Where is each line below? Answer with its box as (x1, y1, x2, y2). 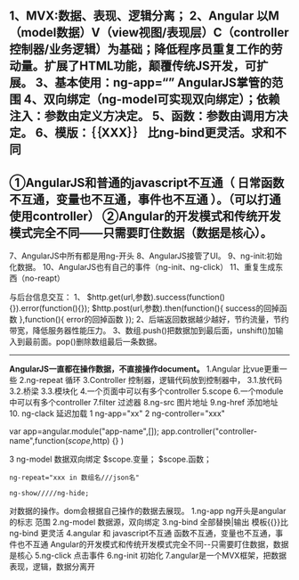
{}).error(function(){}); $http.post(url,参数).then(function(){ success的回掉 (9, 303, 280, 314)
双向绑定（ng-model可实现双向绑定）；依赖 (43, 92, 280, 107)
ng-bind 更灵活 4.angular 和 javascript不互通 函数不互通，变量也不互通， (9, 528, 276, 539)
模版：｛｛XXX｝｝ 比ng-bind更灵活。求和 (54, 126, 275, 141)
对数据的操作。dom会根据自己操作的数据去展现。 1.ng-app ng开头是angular (9, 506, 287, 517)
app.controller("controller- (161, 426, 258, 437)
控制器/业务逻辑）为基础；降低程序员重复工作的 (9, 42, 271, 57)
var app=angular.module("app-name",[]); (9, 426, 160, 437)
